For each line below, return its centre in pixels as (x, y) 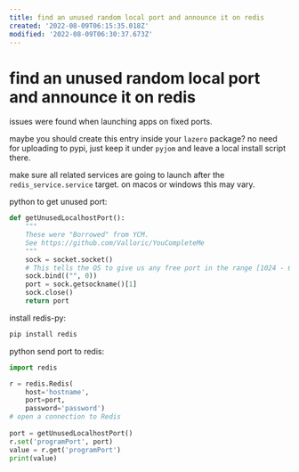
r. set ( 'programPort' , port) (61, 442)
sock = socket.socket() (69, 259)
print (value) (33, 458)
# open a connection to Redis (65, 417)
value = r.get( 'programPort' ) (65, 450)
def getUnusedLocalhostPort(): (67, 218)
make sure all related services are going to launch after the (117, 175)
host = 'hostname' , (57, 392)
